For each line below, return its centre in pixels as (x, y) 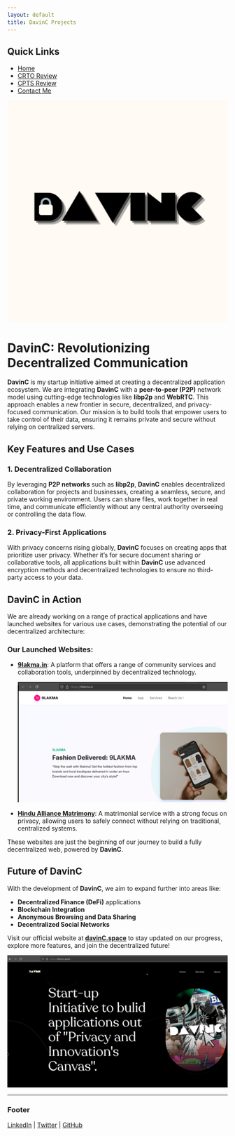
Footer (19, 1109)
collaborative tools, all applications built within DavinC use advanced (106, 562)
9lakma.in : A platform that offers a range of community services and (116, 665)
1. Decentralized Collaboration (59, 469)
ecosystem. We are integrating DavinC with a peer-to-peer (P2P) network (114, 390)
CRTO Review (37, 76)
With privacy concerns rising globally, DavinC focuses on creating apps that (117, 548)
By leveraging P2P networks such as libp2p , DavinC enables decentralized (116, 484)
